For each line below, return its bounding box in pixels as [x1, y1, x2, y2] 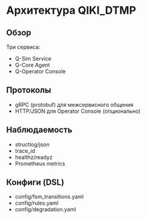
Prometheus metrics [14, 160, 65, 167]
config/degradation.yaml [14, 206, 76, 213]
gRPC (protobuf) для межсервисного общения [14, 101, 133, 108]
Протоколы [6, 85, 52, 95]
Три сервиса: [6, 43, 40, 50]
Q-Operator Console [14, 68, 66, 75]
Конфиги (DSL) [6, 178, 64, 188]
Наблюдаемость [6, 125, 73, 135]
